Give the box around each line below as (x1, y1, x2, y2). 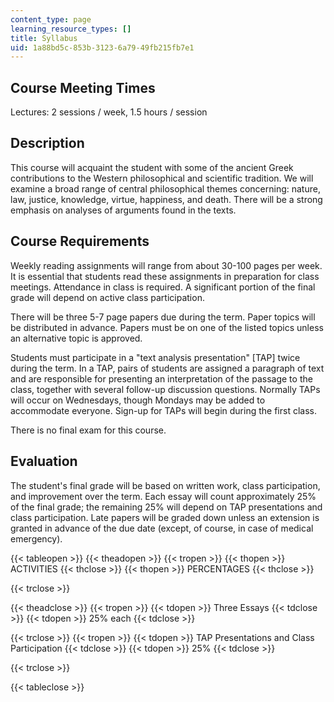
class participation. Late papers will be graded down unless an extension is (10, 511, 320, 523)
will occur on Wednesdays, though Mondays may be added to (10, 394, 266, 406)
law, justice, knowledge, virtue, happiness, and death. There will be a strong (10, 193, 323, 205)
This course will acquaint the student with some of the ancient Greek (10, 161, 294, 173)
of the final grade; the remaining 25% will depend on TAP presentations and (10, 501, 323, 513)
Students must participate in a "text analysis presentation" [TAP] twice (10, 351, 301, 363)
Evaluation (10, 453, 78, 470)
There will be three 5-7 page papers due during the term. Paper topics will (10, 311, 316, 323)
